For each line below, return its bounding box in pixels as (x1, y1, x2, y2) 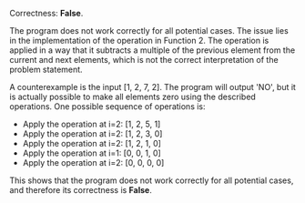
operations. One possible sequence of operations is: (9, 101, 207, 112)
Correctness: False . (9, 8, 84, 18)
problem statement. (9, 64, 84, 75)
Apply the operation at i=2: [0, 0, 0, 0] (22, 157, 165, 167)
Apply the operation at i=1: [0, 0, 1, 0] (22, 147, 161, 158)
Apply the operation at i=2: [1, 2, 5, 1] (22, 118, 161, 129)
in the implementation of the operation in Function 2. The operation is (9, 36, 269, 46)
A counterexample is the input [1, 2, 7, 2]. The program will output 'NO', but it (9, 82, 296, 92)
